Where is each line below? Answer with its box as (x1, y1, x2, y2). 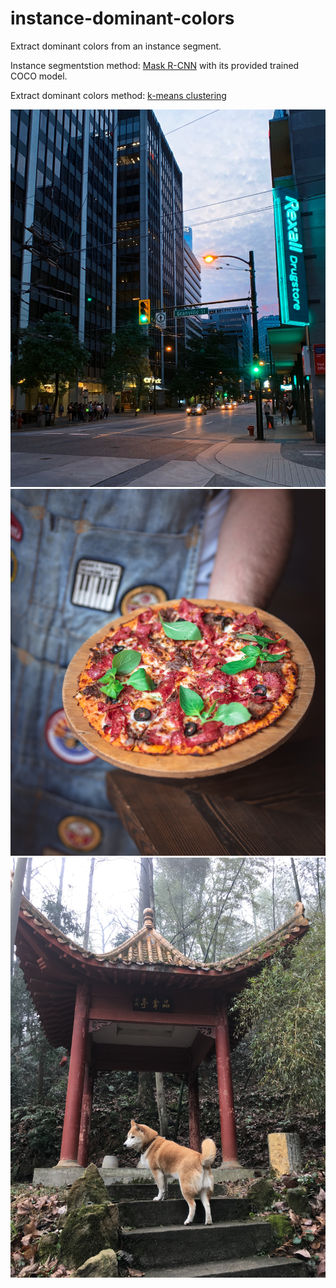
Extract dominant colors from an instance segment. (10, 40, 222, 52)
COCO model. (10, 70, 68, 82)
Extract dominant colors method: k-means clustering (10, 89, 227, 101)
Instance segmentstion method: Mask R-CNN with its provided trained (10, 59, 300, 71)
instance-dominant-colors (10, 7, 235, 30)
